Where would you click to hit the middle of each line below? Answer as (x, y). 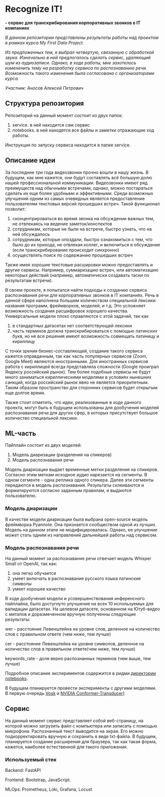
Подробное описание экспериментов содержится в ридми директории (81, 673)
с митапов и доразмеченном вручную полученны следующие (71, 614)
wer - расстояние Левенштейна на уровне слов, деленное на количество (82, 629)
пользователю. (21, 496)
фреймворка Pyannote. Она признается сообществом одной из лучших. (81, 524)
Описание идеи (30, 160)
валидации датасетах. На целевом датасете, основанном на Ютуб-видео (82, 609)
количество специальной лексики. (42, 418)
